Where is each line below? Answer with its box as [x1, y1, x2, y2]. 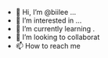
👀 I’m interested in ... [15, 16, 82, 25]
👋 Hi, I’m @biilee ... [15, 8, 77, 16]
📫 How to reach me [15, 42, 81, 50]
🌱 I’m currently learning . [15, 24, 95, 33]
